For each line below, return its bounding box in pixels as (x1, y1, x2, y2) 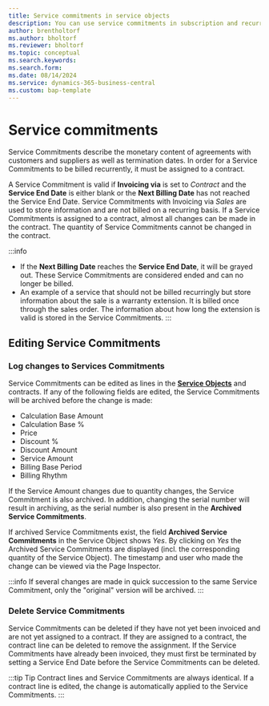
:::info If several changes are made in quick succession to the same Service (8, 577, 258, 586)
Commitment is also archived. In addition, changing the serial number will (8, 494, 250, 504)
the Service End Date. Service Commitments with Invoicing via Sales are (8, 197, 247, 207)
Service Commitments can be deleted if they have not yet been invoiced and (8, 623, 261, 633)
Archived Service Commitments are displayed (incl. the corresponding (8, 544, 240, 554)
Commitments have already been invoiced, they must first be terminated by (8, 649, 257, 659)
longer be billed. (19, 279, 74, 288)
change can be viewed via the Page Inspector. (8, 562, 161, 571)
